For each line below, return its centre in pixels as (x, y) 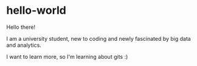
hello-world (36, 10)
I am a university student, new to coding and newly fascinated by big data (99, 38)
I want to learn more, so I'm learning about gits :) (67, 56)
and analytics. (24, 45)
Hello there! (21, 27)
